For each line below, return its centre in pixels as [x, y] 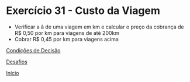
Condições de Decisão [33, 50]
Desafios [17, 62]
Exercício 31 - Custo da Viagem [83, 11]
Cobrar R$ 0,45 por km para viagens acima [66, 39]
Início [13, 73]
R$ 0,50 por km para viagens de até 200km [67, 33]
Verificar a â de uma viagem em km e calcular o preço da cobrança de [99, 27]
